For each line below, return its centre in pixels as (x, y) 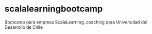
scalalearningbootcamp (54, 9)
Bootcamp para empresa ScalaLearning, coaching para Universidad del (76, 22)
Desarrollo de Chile (24, 27)
